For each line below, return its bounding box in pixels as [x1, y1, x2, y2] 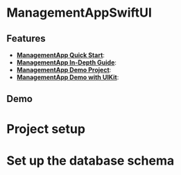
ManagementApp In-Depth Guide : [16, 58, 117, 67]
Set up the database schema [6, 153, 175, 168]
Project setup [6, 121, 86, 137]
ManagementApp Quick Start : [16, 51, 105, 59]
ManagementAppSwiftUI [6, 5, 152, 21]
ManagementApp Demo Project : [16, 66, 112, 74]
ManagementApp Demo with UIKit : [16, 73, 119, 81]
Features [6, 33, 46, 44]
